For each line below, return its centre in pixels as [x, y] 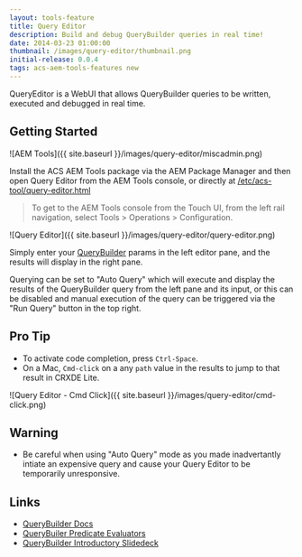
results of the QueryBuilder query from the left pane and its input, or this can [151, 289]
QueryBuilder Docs [58, 524]
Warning [34, 433]
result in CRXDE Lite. [61, 377]
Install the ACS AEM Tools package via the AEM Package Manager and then [150, 171]
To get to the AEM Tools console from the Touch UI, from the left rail [158, 208]
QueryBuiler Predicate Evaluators [84, 534]
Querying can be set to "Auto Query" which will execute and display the [142, 279]
